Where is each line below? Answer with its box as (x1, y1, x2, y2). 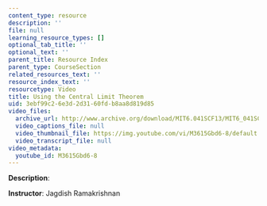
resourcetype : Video (8, 85, 77, 93)
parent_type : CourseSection (8, 63, 102, 71)
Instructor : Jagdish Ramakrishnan (8, 189, 121, 198)
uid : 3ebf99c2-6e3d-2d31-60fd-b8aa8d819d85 (8, 100, 155, 108)
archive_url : (15, 115, 59, 123)
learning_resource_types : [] (8, 33, 105, 42)
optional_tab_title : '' (8, 41, 87, 49)
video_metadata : (8, 144, 62, 152)
